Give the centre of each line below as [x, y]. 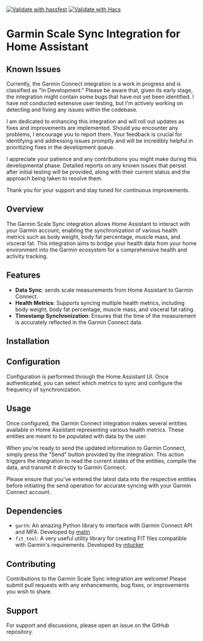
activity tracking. [27, 256]
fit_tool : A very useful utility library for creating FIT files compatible [101, 538]
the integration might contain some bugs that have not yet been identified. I [100, 97]
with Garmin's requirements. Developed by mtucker [79, 545]
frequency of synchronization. [44, 389]
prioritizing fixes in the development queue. [61, 147]
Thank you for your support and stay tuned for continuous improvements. [98, 190]
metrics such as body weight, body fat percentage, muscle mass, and [93, 236]
